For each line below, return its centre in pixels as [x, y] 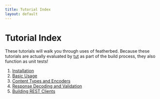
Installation [23, 71]
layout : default [21, 14]
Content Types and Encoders [41, 81]
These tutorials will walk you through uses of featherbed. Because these [77, 51]
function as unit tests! [27, 61]
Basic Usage [24, 76]
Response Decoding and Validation [47, 86]
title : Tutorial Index [28, 9]
